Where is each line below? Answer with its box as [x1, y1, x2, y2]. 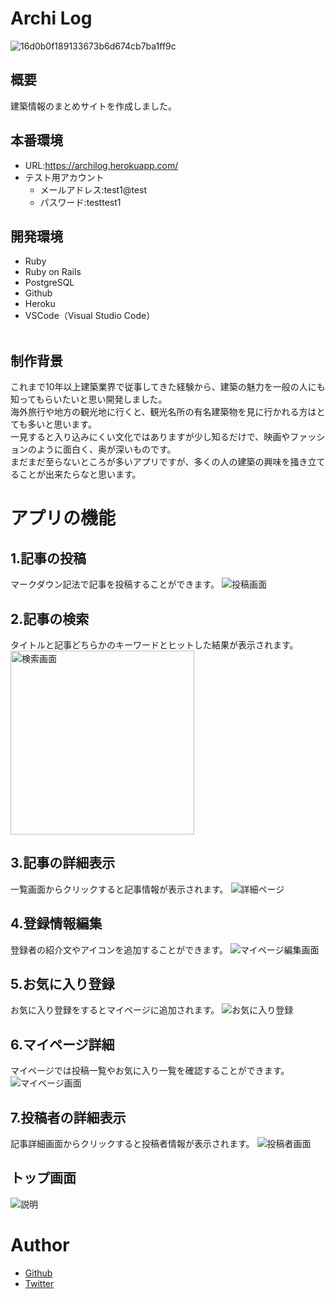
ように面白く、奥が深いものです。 [36, 443, 177, 456]
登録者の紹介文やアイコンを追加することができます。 [10, 943, 228, 956]
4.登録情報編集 [10, 915, 103, 932]
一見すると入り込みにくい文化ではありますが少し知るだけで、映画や [10, 431, 291, 443]
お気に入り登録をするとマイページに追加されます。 [10, 1004, 220, 1016]
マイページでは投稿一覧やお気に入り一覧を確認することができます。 [10, 1065, 290, 1077]
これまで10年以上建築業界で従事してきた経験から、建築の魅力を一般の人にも [10, 381, 326, 393]
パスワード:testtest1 [39, 196, 122, 208]
